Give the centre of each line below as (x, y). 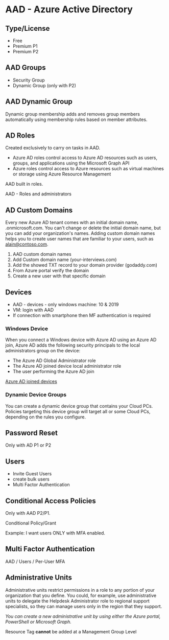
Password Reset (31, 433)
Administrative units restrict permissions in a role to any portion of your (80, 590)
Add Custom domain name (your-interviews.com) (65, 259)
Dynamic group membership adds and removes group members (73, 114)
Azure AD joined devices (31, 382)
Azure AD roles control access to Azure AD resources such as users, (85, 158)
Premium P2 (26, 52)
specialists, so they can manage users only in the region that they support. (84, 606)
